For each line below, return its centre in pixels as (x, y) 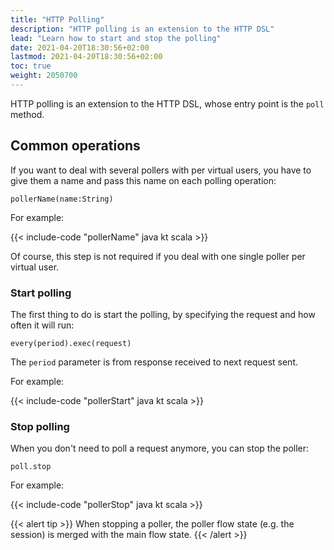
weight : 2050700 (44, 76)
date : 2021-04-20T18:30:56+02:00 (80, 47)
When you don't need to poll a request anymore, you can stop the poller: (160, 448)
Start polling (41, 293)
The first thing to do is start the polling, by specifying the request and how (163, 314)
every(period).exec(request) (71, 343)
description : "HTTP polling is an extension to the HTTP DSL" (142, 29)
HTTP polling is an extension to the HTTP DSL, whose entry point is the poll (167, 103)
